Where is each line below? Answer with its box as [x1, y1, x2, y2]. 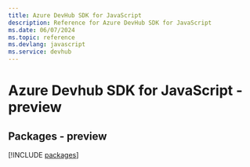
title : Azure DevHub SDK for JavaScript [8, 11, 143, 20]
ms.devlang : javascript [8, 41, 86, 49]
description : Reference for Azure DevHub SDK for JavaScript [8, 19, 212, 27]
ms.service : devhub [8, 48, 72, 56]
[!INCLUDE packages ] [8, 151, 79, 159]
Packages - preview [8, 129, 107, 143]
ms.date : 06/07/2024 [8, 26, 76, 34]
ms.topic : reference [8, 33, 76, 42]
